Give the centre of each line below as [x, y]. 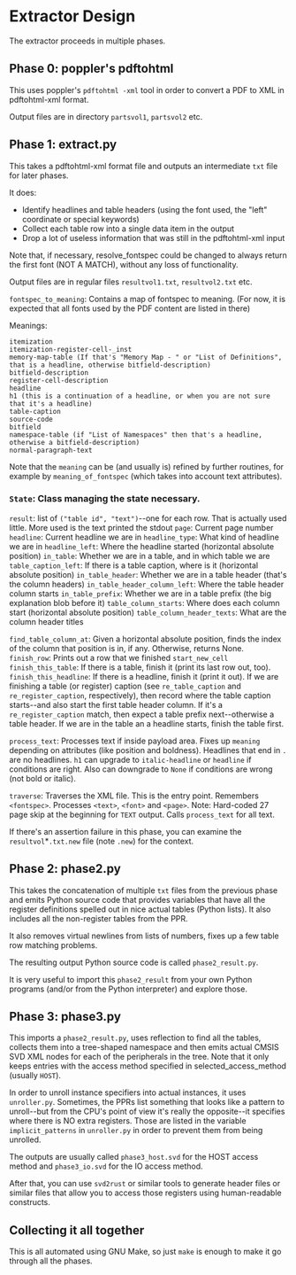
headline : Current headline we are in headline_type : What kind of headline [144, 537]
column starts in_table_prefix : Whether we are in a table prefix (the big [140, 593]
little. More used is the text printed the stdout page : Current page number [141, 527]
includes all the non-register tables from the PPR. [99, 918]
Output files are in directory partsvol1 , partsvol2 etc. [106, 116]
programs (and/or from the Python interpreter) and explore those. [128, 989]
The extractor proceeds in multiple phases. [87, 41]
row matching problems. [53, 945]
